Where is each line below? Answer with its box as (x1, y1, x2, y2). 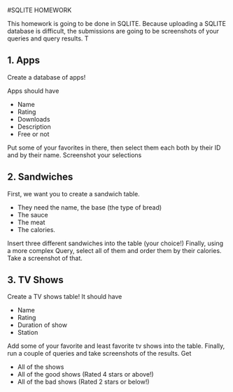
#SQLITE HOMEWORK (7, 6, 72, 14)
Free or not (17, 129, 50, 138)
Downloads (17, 115, 50, 123)
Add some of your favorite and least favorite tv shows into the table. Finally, (7, 342, 225, 350)
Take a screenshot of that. (7, 254, 83, 262)
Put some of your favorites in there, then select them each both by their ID (7, 143, 221, 152)
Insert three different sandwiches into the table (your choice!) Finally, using (7, 239, 224, 247)
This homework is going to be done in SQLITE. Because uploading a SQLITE (7, 20, 226, 27)
